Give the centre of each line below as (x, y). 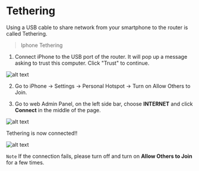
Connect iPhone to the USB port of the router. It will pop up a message (101, 56)
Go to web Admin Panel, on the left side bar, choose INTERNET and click (104, 104)
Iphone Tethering (42, 45)
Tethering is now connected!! (42, 133)
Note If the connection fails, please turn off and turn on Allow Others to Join (99, 156)
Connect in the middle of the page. (58, 110)
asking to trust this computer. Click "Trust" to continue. (82, 63)
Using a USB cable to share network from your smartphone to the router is (97, 27)
